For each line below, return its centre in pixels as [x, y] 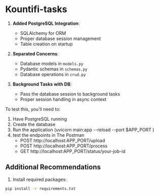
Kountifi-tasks [36, 9]
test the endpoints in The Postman [48, 135]
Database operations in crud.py [53, 74]
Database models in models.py [52, 63]
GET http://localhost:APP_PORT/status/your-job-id [73, 151]
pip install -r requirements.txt [41, 188]
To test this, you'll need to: [33, 109]
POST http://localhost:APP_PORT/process [64, 146]
